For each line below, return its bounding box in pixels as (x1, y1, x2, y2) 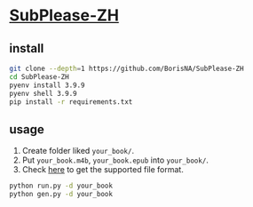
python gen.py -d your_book (9, 190, 114, 199)
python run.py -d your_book (9, 181, 114, 191)
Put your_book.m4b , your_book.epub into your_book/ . (21, 155, 209, 165)
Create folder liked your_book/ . (21, 146, 135, 156)
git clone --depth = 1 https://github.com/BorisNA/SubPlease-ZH (9, 64, 244, 73)
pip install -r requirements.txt (9, 97, 133, 107)
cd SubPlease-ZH (9, 72, 69, 81)
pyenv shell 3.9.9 (9, 89, 77, 98)
